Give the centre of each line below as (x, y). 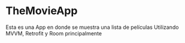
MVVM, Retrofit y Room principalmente (54, 33)
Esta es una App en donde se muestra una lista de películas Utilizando (92, 27)
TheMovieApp (42, 11)
